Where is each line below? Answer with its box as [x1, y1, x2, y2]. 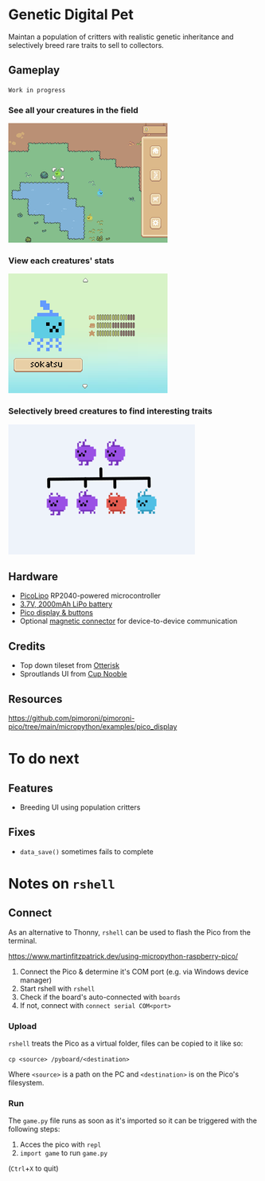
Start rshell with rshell [19, 983, 95, 993]
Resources [8, 692, 63, 706]
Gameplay [8, 64, 60, 77]
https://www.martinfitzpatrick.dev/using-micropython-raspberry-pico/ [8, 951, 239, 961]
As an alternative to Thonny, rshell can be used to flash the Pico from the [8, 927, 251, 937]
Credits [8, 639, 46, 653]
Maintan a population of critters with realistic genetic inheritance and [8, 32, 234, 41]
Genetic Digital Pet [8, 6, 134, 24]
